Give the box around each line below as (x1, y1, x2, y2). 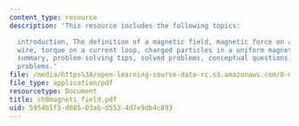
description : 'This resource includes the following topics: (9, 21, 241, 30)
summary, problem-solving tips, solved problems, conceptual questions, (17, 54, 293, 63)
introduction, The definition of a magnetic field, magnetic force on (17, 37, 285, 46)
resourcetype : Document (9, 86, 98, 96)
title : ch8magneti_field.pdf (9, 95, 117, 104)
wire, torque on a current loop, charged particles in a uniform (17, 45, 265, 54)
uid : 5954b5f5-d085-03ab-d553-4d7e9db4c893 (9, 103, 174, 112)
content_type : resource (9, 12, 98, 22)
